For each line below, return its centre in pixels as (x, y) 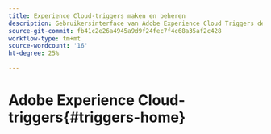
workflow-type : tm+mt (45, 38)
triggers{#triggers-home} (97, 117)
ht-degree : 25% (34, 53)
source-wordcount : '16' (48, 46)
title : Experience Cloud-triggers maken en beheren (97, 16)
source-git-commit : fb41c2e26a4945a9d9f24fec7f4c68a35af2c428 (115, 31)
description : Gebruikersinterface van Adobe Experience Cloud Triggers (131, 23)
